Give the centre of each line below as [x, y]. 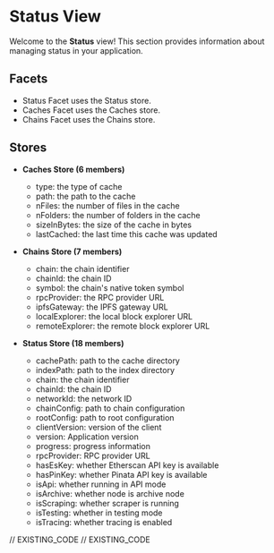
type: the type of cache [79, 186]
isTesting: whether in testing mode [99, 513]
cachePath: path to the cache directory [108, 361]
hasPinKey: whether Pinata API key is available [121, 474]
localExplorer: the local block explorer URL [114, 316]
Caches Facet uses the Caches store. [91, 110]
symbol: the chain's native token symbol [110, 287]
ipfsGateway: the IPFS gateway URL [102, 307]
